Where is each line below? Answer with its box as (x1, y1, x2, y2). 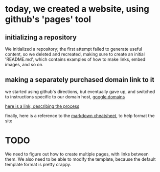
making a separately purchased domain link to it (5, 76, 155, 84)
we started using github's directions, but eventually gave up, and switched (5, 89, 155, 95)
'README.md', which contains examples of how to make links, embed (5, 57, 146, 62)
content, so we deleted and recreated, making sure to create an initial (5, 51, 145, 57)
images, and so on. (5, 62, 44, 67)
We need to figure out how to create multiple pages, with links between (5, 151, 149, 157)
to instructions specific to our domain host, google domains (5, 94, 125, 99)
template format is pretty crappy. (5, 161, 71, 167)
